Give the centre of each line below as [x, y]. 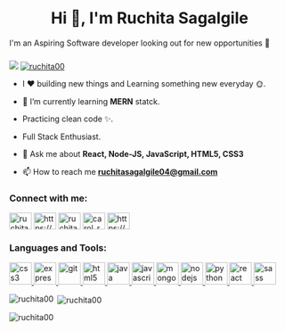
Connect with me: [49, 198]
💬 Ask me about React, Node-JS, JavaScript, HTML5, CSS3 [133, 153]
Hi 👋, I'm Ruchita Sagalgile [150, 18]
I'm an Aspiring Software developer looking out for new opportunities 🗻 [139, 43]
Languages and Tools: [58, 248]
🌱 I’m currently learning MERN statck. [91, 101]
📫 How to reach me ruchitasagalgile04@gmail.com [120, 171]
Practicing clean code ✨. [68, 119]
